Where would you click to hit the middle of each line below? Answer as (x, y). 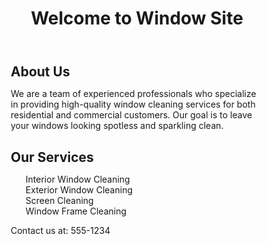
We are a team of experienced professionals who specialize (133, 94)
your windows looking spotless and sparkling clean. (117, 126)
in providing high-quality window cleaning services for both (133, 104)
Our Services (52, 157)
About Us (40, 72)
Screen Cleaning (59, 200)
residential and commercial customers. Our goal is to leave (131, 115)
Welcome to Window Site (137, 18)
